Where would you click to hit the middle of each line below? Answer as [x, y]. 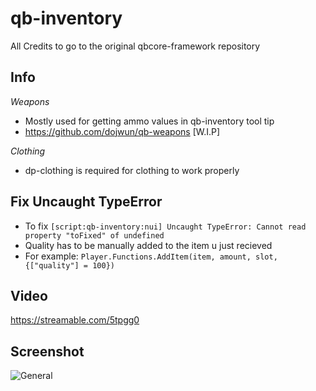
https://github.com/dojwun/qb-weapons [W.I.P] [122, 131]
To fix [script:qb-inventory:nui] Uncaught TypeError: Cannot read [165, 226]
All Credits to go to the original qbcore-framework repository [135, 46]
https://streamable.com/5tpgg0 [75, 320]
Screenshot [47, 351]
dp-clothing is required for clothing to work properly [132, 170]
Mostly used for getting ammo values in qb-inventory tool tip [149, 121]
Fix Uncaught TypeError [86, 202]
